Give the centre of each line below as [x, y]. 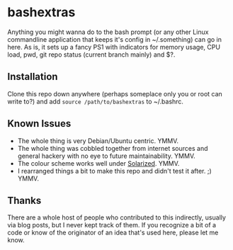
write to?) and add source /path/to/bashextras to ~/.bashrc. [96, 101]
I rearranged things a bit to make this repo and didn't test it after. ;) [115, 171]
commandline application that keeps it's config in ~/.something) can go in [114, 39]
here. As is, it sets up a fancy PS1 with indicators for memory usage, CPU [114, 47]
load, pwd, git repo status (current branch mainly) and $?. [91, 55]
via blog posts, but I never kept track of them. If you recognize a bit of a [112, 225]
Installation [33, 77]
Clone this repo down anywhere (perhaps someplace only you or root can [115, 93]
